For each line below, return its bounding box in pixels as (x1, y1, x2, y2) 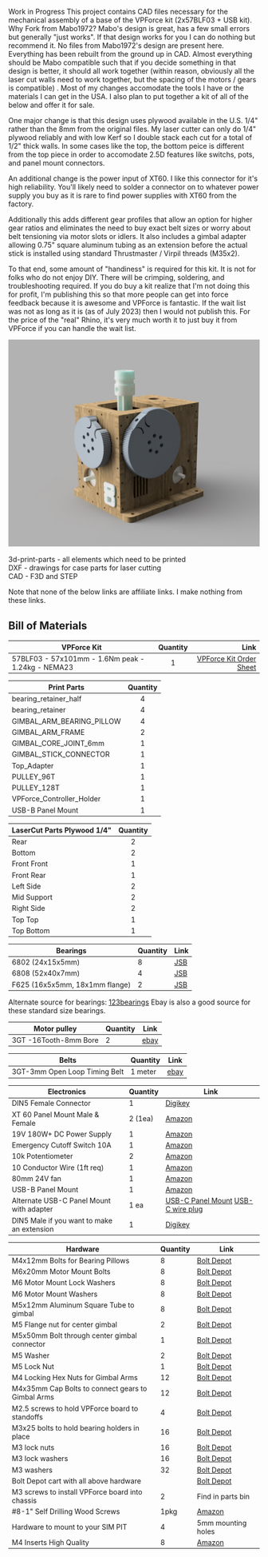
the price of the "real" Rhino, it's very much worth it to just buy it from (8, 315, 238, 325)
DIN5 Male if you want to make (11, 1216, 113, 1225)
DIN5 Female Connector (11, 1099, 91, 1108)
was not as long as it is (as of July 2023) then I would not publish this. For (8, 307, 251, 316)
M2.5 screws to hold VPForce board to (11, 1403, 139, 1413)
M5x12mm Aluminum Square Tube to (11, 1299, 135, 1310)
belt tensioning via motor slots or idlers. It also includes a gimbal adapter (8, 232, 247, 241)
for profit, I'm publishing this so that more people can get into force (8, 289, 229, 299)
